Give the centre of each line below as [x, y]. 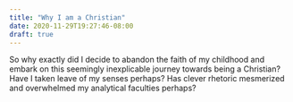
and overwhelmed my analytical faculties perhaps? [103, 88]
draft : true [31, 34]
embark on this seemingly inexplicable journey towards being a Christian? [145, 69]
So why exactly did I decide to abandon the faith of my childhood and [137, 60]
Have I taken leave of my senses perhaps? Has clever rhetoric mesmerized [147, 79]
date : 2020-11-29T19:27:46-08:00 [71, 26]
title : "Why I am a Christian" [67, 17]
